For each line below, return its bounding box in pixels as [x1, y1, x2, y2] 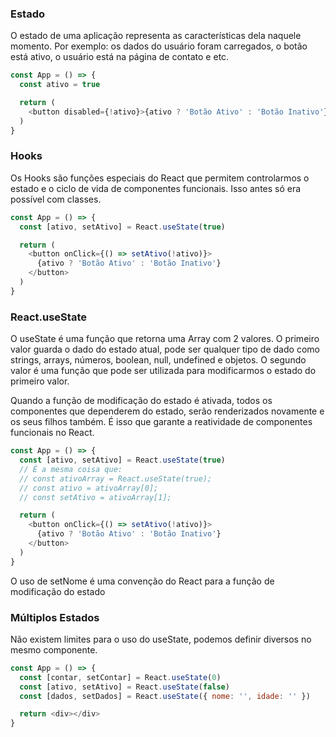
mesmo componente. [10, 643, 98, 656]
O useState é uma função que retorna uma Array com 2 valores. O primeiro [10, 333, 320, 345]
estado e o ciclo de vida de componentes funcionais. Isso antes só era [10, 182, 302, 194]
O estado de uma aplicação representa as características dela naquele [10, 30, 302, 42]
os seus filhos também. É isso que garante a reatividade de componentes [10, 416, 313, 428]
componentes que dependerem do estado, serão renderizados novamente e [10, 405, 325, 417]
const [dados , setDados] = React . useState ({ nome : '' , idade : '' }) [19, 691, 311, 701]
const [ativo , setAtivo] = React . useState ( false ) [19, 682, 230, 692]
